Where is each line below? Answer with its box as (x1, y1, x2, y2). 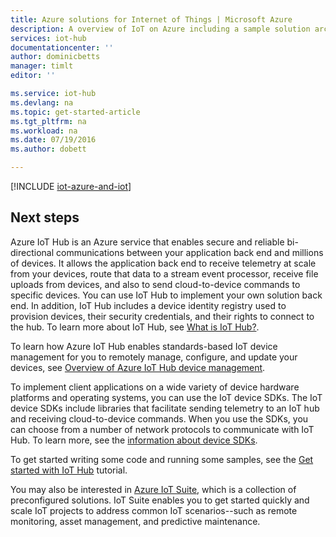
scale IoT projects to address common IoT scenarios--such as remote (10, 504, 298, 516)
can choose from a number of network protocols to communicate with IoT (10, 423, 315, 435)
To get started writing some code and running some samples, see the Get (10, 453, 314, 465)
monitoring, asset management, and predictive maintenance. (10, 515, 261, 527)
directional (10, 246, 55, 258)
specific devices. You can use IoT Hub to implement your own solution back (10, 289, 323, 301)
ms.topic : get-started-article (10, 107, 141, 117)
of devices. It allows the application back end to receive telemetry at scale (10, 257, 317, 269)
